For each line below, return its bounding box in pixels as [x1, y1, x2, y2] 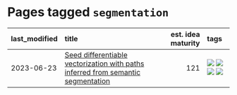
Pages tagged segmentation [7, 4, 169, 20]
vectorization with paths [64, 59, 145, 68]
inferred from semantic [64, 67, 141, 77]
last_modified [11, 34, 58, 43]
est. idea [170, 29, 200, 39]
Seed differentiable [64, 50, 128, 59]
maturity [170, 38, 200, 47]
